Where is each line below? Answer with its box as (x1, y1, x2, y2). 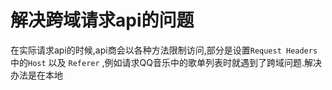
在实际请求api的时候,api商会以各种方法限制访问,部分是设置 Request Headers (10, 44, 318, 56)
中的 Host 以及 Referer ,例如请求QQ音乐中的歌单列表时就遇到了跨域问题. (10, 56, 305, 68)
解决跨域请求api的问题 (10, 9, 195, 32)
